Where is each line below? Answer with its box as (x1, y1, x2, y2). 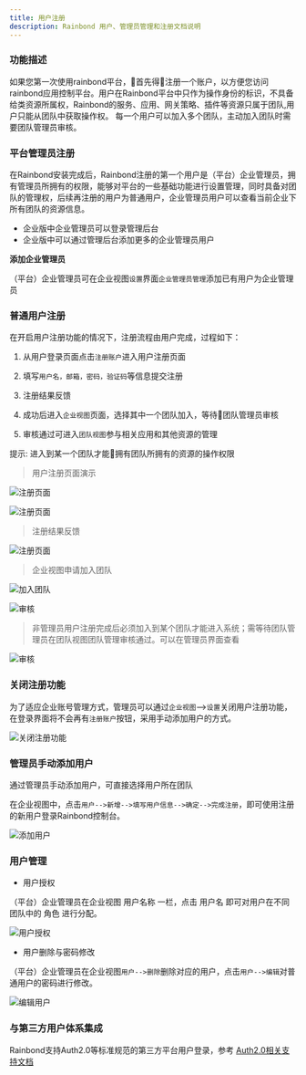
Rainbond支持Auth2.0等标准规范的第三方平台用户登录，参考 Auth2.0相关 (9, 1044, 282, 1055)
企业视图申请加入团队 (31, 565, 112, 576)
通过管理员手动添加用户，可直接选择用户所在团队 (9, 779, 193, 790)
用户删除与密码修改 (22, 946, 96, 958)
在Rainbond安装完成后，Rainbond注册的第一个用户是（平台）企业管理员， (9, 170, 289, 181)
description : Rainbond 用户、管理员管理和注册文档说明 (9, 22, 201, 31)
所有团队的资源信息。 (9, 204, 89, 214)
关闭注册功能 (9, 679, 66, 692)
